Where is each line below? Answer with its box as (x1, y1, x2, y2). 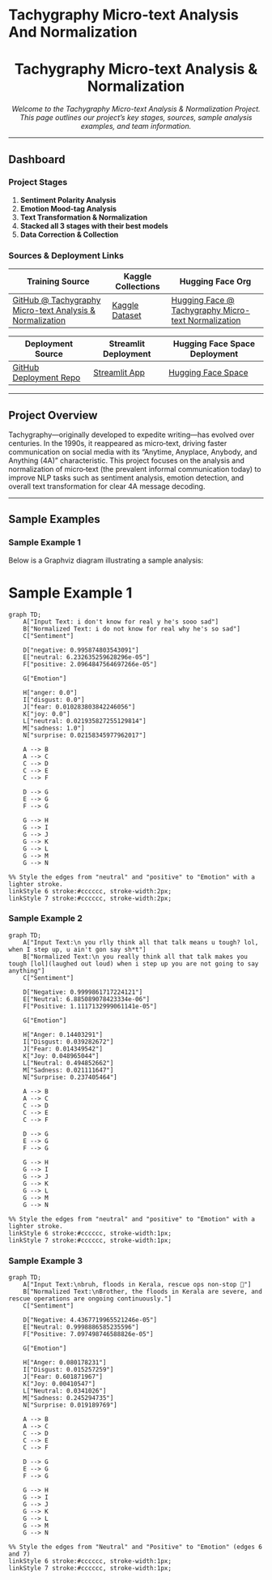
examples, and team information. (80, 122, 192, 131)
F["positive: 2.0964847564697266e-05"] (23, 660, 158, 668)
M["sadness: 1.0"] (23, 724, 85, 732)
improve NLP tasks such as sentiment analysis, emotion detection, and (8, 473, 244, 482)
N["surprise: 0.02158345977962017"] (23, 731, 147, 739)
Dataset (112, 310, 142, 321)
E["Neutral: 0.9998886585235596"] (23, 1323, 139, 1331)
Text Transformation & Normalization (19, 212, 148, 222)
